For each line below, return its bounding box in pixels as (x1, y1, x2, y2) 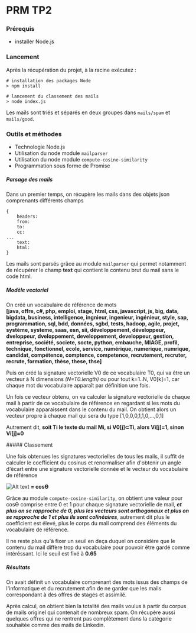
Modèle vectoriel (6, 286, 48, 293)
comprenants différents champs (6, 197, 84, 204)
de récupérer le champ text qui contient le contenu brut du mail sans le (6, 267, 179, 274)
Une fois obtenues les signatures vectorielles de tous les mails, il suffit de (6, 453, 185, 460)
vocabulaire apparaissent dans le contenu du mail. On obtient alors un (6, 406, 177, 413)
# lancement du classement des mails (6, 93, 99, 99)
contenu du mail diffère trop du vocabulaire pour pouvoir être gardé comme (6, 544, 190, 551)
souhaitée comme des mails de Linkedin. (6, 621, 105, 628)
